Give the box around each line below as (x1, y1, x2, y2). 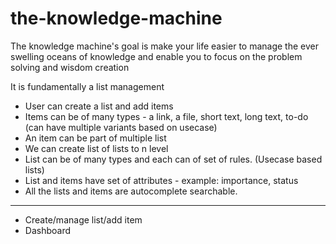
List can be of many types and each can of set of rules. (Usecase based (24, 153, 323, 165)
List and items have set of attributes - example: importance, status (24, 174, 299, 186)
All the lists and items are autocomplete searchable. (24, 185, 238, 197)
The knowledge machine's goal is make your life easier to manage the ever (10, 40, 319, 52)
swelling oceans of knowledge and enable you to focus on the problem (10, 50, 303, 62)
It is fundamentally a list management (10, 80, 165, 92)
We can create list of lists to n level (24, 142, 169, 154)
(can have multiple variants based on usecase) (24, 121, 218, 133)
